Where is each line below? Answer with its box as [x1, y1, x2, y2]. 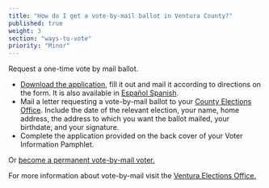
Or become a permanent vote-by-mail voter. [8, 155, 155, 165]
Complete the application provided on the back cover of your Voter [19, 131, 243, 141]
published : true [8, 19, 63, 27]
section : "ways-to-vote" [8, 34, 92, 43]
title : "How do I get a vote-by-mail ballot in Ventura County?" [8, 11, 233, 20]
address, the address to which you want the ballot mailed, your [19, 114, 230, 123]
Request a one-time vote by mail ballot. [8, 64, 139, 73]
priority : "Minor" [8, 42, 70, 50]
